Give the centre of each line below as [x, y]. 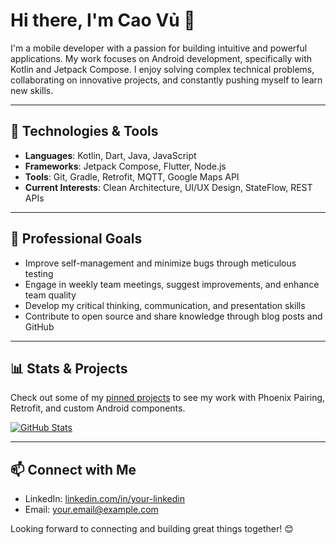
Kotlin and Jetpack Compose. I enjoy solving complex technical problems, [162, 69]
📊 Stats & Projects [69, 368]
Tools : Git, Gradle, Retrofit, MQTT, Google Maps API [132, 176]
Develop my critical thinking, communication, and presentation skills [165, 305]
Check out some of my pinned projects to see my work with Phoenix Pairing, [168, 398]
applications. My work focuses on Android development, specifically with [161, 58]
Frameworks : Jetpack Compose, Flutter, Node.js [125, 166]
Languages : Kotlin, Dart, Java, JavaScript [110, 155]
